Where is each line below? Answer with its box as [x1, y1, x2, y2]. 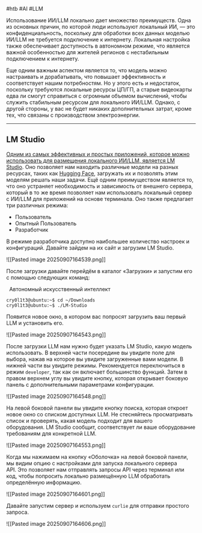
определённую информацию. [6, 478, 82, 486]
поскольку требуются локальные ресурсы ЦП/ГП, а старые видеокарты [6, 86, 192, 93]
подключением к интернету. [6, 55, 79, 62]
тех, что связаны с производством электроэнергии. [6, 111, 140, 119]
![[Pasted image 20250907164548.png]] [6, 392, 106, 399]
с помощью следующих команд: [6, 274, 90, 281]
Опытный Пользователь [14, 220, 77, 227]
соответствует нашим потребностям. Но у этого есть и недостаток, [6, 79, 181, 87]
